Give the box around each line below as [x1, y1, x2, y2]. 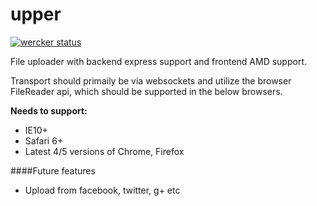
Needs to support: [10, 104, 88, 117]
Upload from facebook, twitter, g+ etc [24, 184, 181, 196]
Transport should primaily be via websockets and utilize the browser [10, 74, 292, 87]
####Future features [10, 164, 96, 177]
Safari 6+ [24, 134, 64, 147]
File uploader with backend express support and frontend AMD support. [10, 55, 308, 67]
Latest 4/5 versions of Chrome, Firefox [24, 145, 185, 157]
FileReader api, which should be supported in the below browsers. [10, 85, 283, 97]
